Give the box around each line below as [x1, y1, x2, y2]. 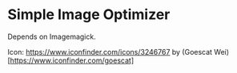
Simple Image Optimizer [7, 6, 171, 24]
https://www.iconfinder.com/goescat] [10, 56, 134, 65]
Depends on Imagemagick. [7, 32, 97, 41]
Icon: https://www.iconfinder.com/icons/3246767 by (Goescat [7, 47, 213, 56]
